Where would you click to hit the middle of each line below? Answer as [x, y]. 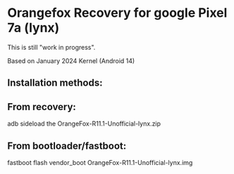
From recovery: [42, 107]
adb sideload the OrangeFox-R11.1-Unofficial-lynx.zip [84, 123]
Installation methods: [55, 83]
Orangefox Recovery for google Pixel [117, 13]
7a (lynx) [33, 28]
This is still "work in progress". [51, 47]
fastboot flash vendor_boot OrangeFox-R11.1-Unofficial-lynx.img [100, 162]
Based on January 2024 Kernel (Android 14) [71, 60]
